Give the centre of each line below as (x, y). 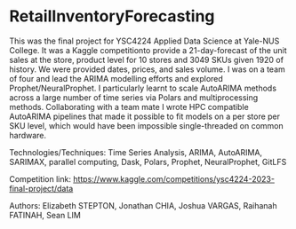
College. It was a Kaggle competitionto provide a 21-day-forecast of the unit (148, 50)
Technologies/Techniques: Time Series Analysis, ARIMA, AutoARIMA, (136, 152)
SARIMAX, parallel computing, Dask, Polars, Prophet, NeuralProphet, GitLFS (148, 162)
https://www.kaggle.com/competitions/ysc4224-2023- (174, 178)
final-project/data (41, 188)
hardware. (28, 135)
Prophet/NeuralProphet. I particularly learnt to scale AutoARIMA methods (143, 88)
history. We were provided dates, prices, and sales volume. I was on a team (148, 69)
